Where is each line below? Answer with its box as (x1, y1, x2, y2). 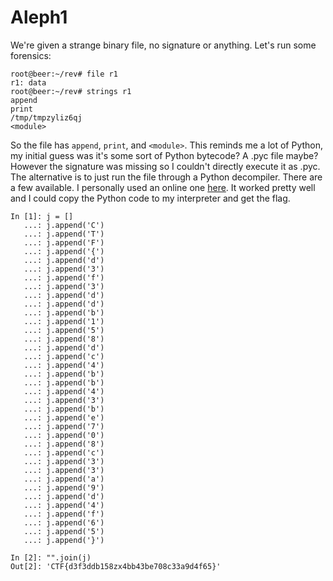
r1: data (10, 77, 47, 88)
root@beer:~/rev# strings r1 (10, 86, 132, 96)
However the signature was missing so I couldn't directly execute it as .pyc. (10, 160, 321, 172)
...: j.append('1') (23, 316, 105, 326)
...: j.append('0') (23, 430, 105, 440)
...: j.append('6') (23, 517, 105, 528)
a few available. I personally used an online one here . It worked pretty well (10, 181, 316, 193)
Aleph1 (10, 6, 68, 29)
